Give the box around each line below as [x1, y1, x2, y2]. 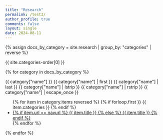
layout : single [5, 26, 37, 31]
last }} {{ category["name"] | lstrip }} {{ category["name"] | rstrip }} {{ [5, 84, 148, 90]
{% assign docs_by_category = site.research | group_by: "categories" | [5, 44, 151, 50]
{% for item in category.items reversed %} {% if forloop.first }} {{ [12, 99, 146, 105]
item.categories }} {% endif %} [12, 104, 76, 110]
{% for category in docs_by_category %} [5, 69, 89, 75]
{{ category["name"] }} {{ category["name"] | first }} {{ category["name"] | [5, 78, 158, 84]
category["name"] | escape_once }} [5, 89, 79, 95]
